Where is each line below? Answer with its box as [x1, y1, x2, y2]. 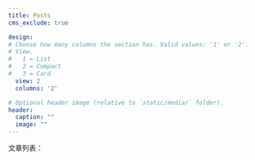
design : [8, 33, 34, 41]
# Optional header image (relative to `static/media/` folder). [8, 99, 224, 106]
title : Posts [8, 11, 51, 20]
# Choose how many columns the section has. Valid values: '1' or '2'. [8, 40, 249, 48]
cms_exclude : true [8, 19, 69, 27]
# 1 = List [8, 55, 51, 63]
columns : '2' [15, 84, 58, 92]
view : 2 [15, 76, 41, 85]
